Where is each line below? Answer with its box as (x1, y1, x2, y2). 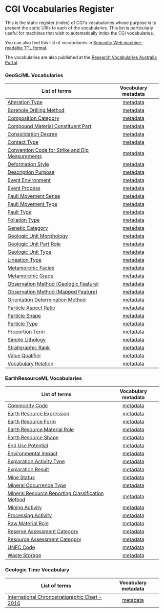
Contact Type (7, 139, 39, 146)
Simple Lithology (7, 336, 46, 343)
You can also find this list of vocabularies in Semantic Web (5, 39, 123, 45)
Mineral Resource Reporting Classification (7, 490, 104, 497)
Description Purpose (7, 169, 55, 176)
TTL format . (23, 45, 48, 51)
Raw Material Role (7, 520, 49, 527)
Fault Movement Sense (7, 193, 61, 200)
